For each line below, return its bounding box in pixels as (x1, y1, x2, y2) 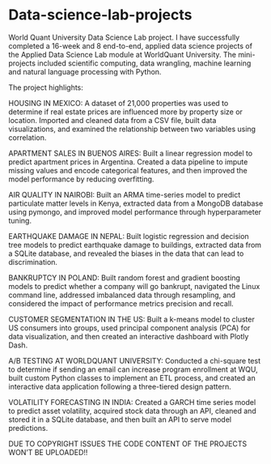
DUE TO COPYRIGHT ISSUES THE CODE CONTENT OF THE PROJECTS (8, 439, 248, 449)
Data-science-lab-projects (8, 6, 193, 24)
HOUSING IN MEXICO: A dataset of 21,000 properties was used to (8, 98, 229, 108)
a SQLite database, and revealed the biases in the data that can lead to (8, 249, 244, 258)
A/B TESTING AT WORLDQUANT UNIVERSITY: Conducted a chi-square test (8, 355, 261, 365)
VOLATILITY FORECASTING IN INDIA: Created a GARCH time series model (8, 397, 256, 407)
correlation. (8, 132, 47, 143)
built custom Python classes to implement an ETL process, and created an (8, 372, 256, 382)
